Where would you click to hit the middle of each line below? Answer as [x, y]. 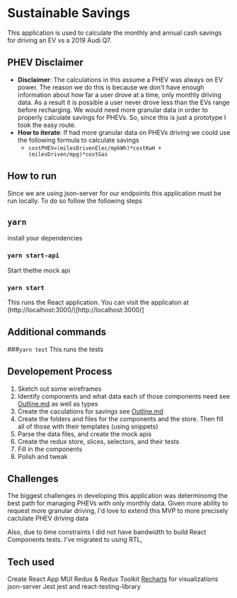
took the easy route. [47, 125]
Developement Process [60, 371]
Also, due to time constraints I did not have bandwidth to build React [107, 532]
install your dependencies [45, 238]
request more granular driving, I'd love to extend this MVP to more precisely [118, 511]
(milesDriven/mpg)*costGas [68, 154]
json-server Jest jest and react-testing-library [74, 587]
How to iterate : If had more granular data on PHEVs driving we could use [124, 132]
